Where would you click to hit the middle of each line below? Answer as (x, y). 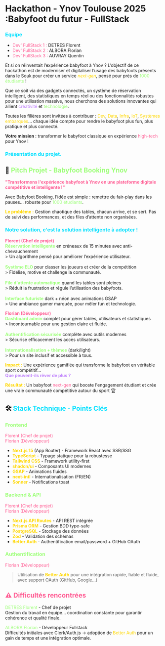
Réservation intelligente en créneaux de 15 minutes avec (63, 246)
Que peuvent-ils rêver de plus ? (38, 375)
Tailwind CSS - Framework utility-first (51, 461)
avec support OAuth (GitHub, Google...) (57, 580)
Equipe (14, 35)
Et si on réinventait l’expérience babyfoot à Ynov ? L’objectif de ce (72, 65)
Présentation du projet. (33, 154)
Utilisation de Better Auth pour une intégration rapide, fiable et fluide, (88, 574)
